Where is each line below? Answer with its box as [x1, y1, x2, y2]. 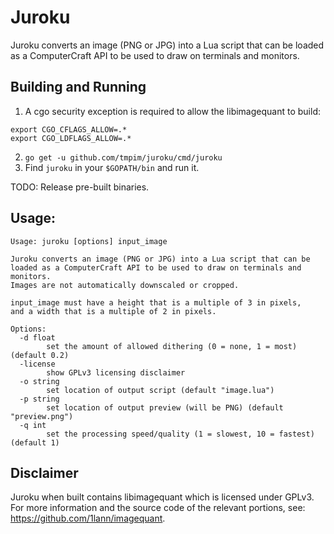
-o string [19, 376, 60, 386]
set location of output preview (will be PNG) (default [46, 402, 284, 413]
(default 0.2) [10, 350, 70, 360]
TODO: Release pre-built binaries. [10, 181, 150, 193]
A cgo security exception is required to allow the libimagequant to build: [24, 105, 321, 117]
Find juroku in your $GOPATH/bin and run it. [24, 161, 200, 173]
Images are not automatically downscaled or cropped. [10, 280, 240, 290]
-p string [19, 394, 60, 404]
